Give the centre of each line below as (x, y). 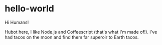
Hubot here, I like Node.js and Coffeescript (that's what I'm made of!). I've (81, 32)
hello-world (30, 9)
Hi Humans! (17, 22)
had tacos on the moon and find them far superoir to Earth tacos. (72, 37)
